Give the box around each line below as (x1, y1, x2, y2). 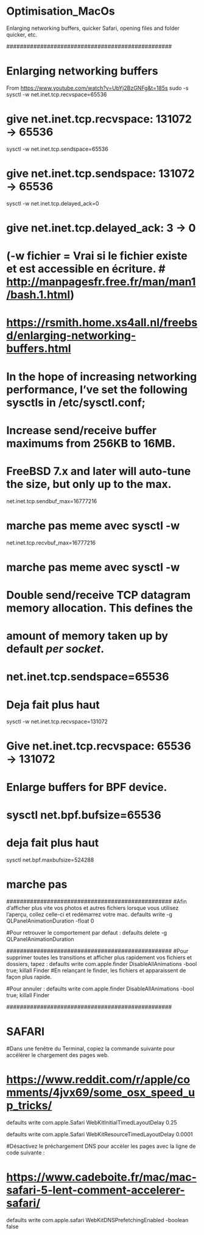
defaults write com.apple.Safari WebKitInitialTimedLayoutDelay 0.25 (6, 1119, 178, 1126)
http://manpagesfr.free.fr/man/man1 (6, 275, 196, 289)
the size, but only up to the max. (6, 477, 172, 491)
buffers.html (6, 342, 71, 356)
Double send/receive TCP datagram (6, 588, 191, 602)
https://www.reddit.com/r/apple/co (6, 1072, 191, 1086)
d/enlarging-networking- (6, 329, 136, 343)
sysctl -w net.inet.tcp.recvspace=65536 (6, 90, 107, 98)
